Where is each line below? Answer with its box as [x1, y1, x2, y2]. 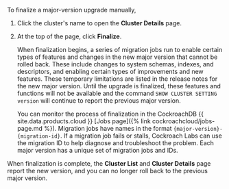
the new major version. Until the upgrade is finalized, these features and [16, 82, 221, 90]
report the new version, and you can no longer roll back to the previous [7, 167, 208, 175]
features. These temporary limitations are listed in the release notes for [16, 75, 218, 83]
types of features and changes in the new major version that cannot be [16, 53, 218, 61]
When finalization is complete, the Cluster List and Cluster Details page [7, 160, 211, 167]
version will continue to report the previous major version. [16, 97, 181, 105]
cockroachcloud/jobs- [152, 117, 215, 125]
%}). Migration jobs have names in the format [43, 125, 173, 132]
